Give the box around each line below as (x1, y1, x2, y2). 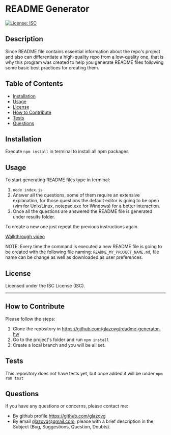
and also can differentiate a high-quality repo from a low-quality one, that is (5, 54, 164, 60)
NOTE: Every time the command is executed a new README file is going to (5, 244, 162, 250)
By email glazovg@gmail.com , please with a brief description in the (12, 418, 154, 424)
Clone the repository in (12, 325, 61, 332)
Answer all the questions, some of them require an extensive (12, 192, 140, 198)
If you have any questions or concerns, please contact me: (5, 403, 129, 409)
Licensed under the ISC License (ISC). (5, 283, 85, 288)
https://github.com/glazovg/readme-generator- (62, 325, 161, 332)
